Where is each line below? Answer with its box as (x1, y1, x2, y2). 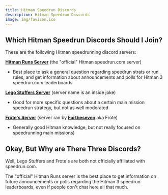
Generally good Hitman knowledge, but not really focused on (12, 124, 141, 131)
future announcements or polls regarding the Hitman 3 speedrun (5, 179, 141, 184)
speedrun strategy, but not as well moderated (12, 105, 108, 111)
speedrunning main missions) (12, 130, 75, 136)
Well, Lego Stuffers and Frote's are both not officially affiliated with (5, 158, 145, 164)
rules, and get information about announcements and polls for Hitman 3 (12, 74, 163, 80)
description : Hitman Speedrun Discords (5, 12, 90, 17)
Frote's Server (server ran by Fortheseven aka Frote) (5, 115, 118, 121)
